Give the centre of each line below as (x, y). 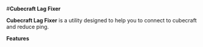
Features (18, 38)
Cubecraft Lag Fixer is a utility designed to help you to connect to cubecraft (101, 20)
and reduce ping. (28, 27)
